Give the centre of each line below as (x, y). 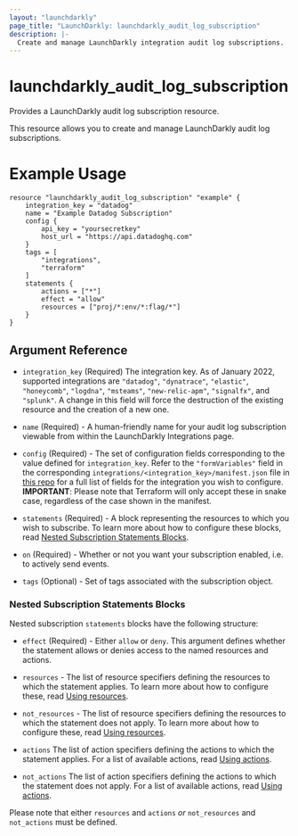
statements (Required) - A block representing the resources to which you (156, 517)
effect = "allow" (73, 300)
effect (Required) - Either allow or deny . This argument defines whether (154, 641)
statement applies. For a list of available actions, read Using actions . (147, 759)
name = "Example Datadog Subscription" (99, 214)
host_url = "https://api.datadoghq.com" (117, 237)
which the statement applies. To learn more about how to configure (145, 687)
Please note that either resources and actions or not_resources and (133, 813)
